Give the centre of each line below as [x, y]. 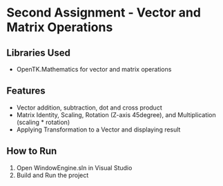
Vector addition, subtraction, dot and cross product [89, 107]
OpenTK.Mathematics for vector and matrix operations [94, 69]
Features [26, 91]
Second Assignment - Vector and [104, 13]
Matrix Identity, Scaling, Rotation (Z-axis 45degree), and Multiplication [116, 114]
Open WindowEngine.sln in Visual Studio [74, 167]
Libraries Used [38, 53]
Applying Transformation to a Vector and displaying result [98, 130]
